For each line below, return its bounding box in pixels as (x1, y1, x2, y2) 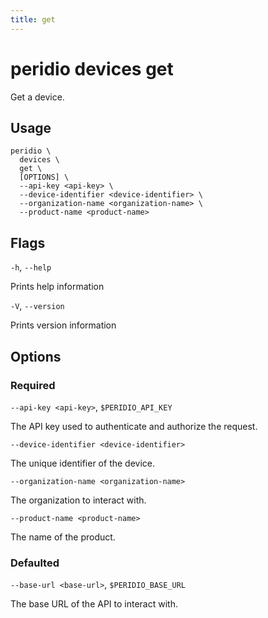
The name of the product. (10, 531, 116, 543)
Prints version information (10, 319, 117, 331)
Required (10, 378, 56, 392)
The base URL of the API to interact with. (10, 598, 178, 610)
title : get (10, 14, 56, 25)
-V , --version (10, 300, 65, 312)
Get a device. (10, 91, 65, 103)
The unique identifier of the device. (10, 457, 155, 469)
